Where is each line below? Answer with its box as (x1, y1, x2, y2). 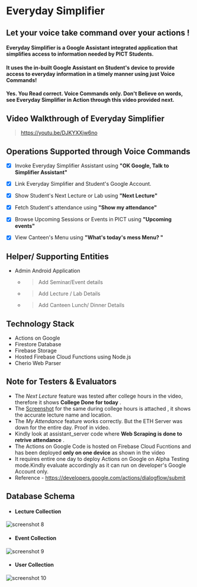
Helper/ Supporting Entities (6, 251, 109, 262)
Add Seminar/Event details (38, 279, 104, 286)
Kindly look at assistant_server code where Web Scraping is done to (14, 430, 182, 437)
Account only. (14, 467, 49, 475)
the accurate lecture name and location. (14, 411, 112, 418)
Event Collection (14, 534, 57, 541)
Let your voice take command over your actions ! (6, 28, 190, 38)
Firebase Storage (14, 347, 57, 354)
